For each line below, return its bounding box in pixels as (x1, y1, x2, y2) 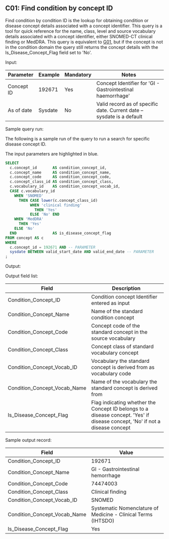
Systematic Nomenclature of (91, 505, 159, 512)
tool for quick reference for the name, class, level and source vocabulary (5, 28, 156, 34)
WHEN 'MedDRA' (14, 216, 44, 222)
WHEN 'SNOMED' (14, 193, 44, 198)
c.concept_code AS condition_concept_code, (10, 175, 112, 180)
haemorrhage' (96, 92, 130, 99)
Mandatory (64, 71, 92, 78)
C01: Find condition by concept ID (5, 4, 113, 13)
